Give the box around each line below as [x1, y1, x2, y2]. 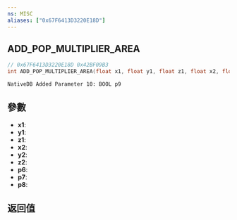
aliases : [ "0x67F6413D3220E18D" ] [7, 17, 106, 24]
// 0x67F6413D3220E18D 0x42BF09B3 [7, 61, 109, 69]
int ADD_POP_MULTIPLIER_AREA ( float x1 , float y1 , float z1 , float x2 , [7, 68, 219, 75]
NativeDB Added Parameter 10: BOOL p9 [7, 81, 121, 88]
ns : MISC [7, 10, 33, 18]
